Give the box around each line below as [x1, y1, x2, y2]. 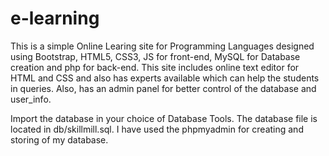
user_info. [10, 93, 52, 105]
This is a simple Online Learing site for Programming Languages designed [10, 40, 315, 52]
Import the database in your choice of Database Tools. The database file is [10, 112, 318, 124]
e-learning [10, 7, 100, 30]
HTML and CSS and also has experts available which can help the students [10, 72, 320, 84]
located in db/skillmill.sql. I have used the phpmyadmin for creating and [10, 123, 304, 135]
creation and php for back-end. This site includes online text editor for [10, 61, 300, 73]
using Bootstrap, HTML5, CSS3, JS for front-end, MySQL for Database [10, 50, 301, 62]
